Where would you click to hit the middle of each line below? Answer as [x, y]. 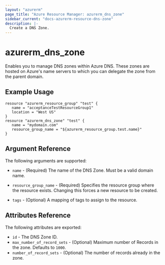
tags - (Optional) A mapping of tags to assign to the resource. [75, 200]
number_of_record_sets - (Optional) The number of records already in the [86, 253]
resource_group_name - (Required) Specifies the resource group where [83, 185]
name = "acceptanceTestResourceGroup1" [52, 108]
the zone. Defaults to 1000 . [39, 247]
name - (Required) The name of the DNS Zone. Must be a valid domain [83, 170]
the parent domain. [24, 76]
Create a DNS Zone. [30, 28]
